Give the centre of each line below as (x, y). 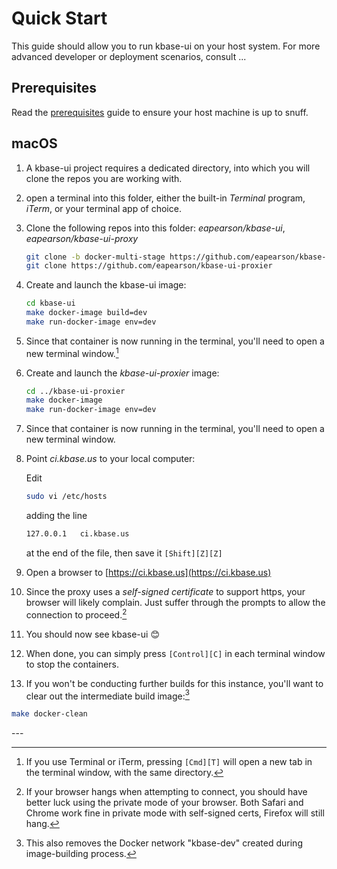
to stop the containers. (72, 664)
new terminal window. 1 (72, 352)
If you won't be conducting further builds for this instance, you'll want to (174, 683)
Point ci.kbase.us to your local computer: (110, 459)
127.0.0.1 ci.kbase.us (77, 534)
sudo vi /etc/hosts (66, 497)
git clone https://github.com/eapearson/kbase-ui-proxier (149, 266)
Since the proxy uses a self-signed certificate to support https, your (165, 591)
